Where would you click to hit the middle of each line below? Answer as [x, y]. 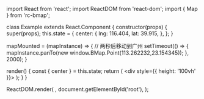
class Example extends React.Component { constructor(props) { [87, 27]
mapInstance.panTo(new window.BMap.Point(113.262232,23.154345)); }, [98, 53]
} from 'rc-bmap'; [28, 15]
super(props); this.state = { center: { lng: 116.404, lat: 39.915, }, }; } [90, 33]
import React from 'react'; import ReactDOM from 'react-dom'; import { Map [102, 9]
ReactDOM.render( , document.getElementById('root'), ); [78, 89]
